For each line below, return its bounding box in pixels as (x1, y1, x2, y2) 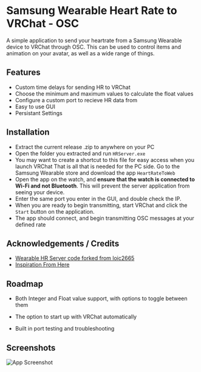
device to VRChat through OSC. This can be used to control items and (6, 43, 181, 51)
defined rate (15, 220, 46, 228)
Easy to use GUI (15, 103, 56, 110)
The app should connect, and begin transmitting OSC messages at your (15, 214, 194, 222)
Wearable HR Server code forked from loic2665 (15, 254, 135, 262)
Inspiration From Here (15, 261, 70, 268)
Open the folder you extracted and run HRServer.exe (15, 150, 146, 157)
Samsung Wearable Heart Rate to (6, 4, 177, 18)
